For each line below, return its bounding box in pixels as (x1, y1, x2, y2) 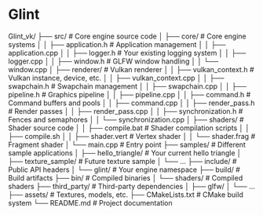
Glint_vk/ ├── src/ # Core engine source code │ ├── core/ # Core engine (8, 31, 247, 41)
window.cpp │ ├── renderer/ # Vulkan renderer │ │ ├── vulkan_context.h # (8, 64, 254, 74)
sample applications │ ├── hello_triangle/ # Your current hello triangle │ (8, 148, 242, 158)
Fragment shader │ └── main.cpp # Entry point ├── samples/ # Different (8, 140, 246, 149)
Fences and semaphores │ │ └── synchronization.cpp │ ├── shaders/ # (8, 115, 245, 124)
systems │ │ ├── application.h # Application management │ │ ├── (8, 39, 226, 49)
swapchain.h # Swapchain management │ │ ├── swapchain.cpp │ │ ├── (8, 81, 247, 91)
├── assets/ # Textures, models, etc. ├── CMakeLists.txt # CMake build (8, 190, 243, 199)
